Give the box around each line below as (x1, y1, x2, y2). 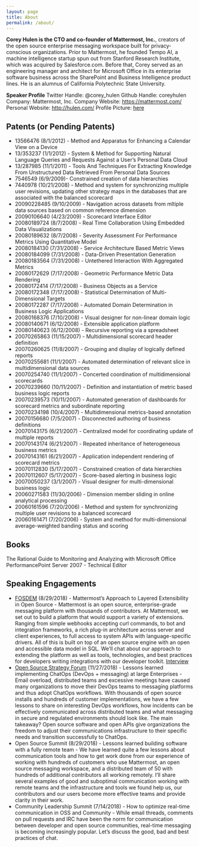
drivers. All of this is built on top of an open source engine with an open (14, 639, 190, 646)
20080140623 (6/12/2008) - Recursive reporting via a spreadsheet (14, 327, 179, 334)
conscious (6, 49, 31, 56)
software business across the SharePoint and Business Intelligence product (6, 74, 191, 81)
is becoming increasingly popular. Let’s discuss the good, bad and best (14, 828, 189, 835)
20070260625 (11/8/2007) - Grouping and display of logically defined (14, 346, 185, 353)
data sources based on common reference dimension (14, 207, 146, 214)
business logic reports (14, 390, 70, 397)
